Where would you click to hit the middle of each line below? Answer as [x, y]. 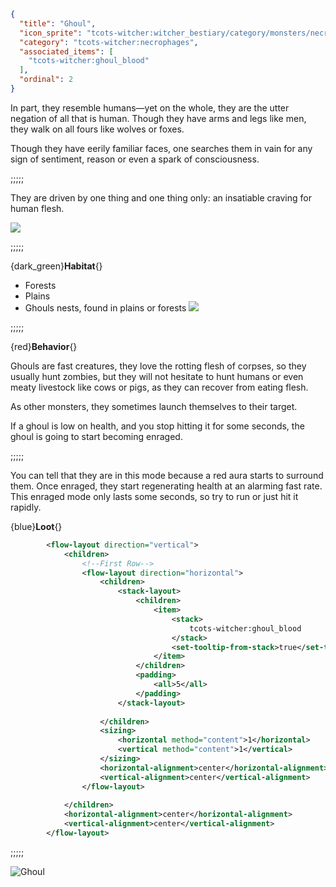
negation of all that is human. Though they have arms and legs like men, [158, 118]
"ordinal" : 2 [46, 80]
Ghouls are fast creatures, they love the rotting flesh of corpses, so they [158, 366]
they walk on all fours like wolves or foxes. [97, 129]
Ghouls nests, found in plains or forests [105, 307]
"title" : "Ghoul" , [58, 23]
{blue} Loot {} [36, 526]
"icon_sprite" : [51, 33]
